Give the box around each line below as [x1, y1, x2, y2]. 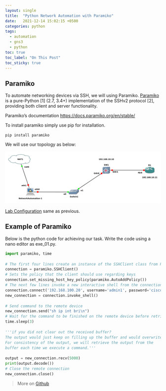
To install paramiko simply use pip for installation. [5, 122, 105, 129]
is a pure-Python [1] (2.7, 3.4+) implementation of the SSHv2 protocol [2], [5, 98, 155, 104]
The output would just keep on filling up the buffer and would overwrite [5, 335, 163, 340]
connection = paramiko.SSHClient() [5, 267, 79, 272]
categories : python [5, 24, 45, 29]
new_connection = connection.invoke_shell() [5, 293, 98, 298]
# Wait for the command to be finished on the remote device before [5, 314, 149, 319]
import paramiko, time [5, 251, 52, 256]
